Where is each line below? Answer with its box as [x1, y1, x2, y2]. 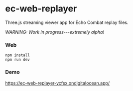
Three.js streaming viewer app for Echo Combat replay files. [5, 19, 129, 25]
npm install [5, 53, 30, 58]
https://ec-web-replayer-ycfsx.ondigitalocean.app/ [5, 80, 110, 86]
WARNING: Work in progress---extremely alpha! [5, 29, 105, 35]
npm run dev [5, 57, 30, 62]
